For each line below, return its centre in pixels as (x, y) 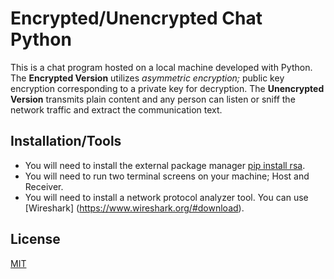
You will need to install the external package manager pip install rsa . (165, 165)
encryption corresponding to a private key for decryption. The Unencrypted (167, 88)
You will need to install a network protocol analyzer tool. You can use (166, 197)
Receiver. (44, 186)
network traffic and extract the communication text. (116, 109)
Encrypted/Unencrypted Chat (136, 18)
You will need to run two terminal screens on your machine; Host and (167, 176)
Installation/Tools (66, 141)
